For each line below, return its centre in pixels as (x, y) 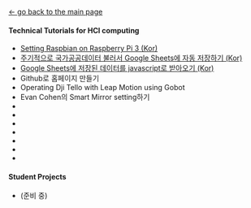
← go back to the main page (56, 12)
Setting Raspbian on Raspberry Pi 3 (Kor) (89, 49)
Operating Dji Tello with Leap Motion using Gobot (102, 88)
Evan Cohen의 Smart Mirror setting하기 (85, 97)
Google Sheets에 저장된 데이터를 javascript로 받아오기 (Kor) (117, 68)
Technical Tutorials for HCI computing (74, 30)
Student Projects (37, 176)
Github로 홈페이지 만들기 (60, 78)
